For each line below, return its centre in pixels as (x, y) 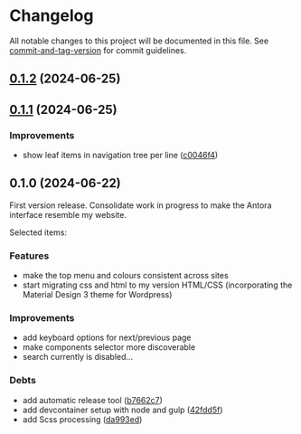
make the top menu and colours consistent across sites (125, 276)
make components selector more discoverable (109, 347)
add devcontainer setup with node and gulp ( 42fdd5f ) (122, 410)
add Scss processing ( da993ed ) (82, 419)
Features (29, 256)
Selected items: (38, 232)
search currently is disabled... (78, 357)
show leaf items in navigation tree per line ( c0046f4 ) (120, 156)
